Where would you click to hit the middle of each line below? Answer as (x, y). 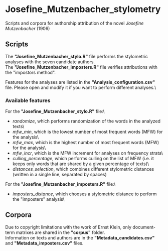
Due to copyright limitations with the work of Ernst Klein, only (68, 227)
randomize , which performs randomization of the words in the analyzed (87, 121)
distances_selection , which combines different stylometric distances (83, 169)
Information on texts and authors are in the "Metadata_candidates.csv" (80, 237)
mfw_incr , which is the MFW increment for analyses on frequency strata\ (88, 153)
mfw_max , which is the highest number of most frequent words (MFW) (86, 143)
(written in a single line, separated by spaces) (59, 175)
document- (144, 227)
